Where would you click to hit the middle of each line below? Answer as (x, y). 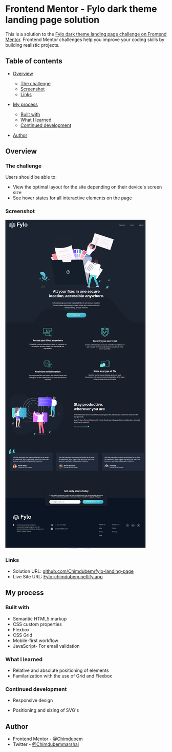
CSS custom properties (37, 624)
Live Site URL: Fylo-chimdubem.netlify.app (58, 577)
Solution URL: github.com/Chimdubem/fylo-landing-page (73, 571)
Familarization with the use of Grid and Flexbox (62, 676)
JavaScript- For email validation (46, 646)
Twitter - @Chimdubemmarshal (46, 744)
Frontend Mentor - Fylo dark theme (81, 9)
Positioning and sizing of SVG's (46, 710)
